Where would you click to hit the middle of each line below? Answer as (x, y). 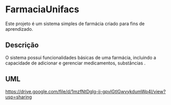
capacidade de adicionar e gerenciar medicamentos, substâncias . (76, 63)
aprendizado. (19, 29)
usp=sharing (19, 97)
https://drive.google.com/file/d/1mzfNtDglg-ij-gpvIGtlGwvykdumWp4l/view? (85, 91)
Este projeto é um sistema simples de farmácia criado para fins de (75, 24)
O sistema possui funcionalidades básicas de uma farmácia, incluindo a (81, 57)
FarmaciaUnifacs (42, 9)
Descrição (22, 45)
